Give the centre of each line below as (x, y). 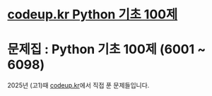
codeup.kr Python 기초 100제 (93, 14)
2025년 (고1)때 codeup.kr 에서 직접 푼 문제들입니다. (78, 85)
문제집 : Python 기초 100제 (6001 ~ (107, 49)
